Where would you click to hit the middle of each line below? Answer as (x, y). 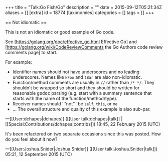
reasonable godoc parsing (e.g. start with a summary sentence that (82, 93)
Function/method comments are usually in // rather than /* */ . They (83, 83)
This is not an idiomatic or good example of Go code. (60, 32)
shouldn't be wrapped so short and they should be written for (76, 88)
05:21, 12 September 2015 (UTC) (39, 154)
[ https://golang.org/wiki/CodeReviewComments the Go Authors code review (84, 47)
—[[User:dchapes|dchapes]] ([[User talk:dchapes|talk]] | (64, 119)
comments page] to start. (31, 52)
